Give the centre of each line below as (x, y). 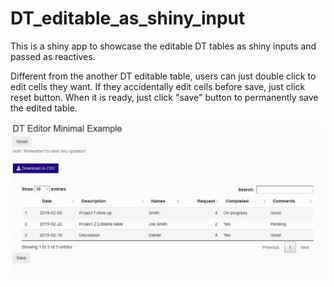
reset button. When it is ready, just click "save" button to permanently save (164, 97)
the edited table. (44, 108)
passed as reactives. (53, 56)
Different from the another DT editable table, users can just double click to (163, 76)
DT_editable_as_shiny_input (128, 18)
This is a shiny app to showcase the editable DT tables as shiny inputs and (163, 46)
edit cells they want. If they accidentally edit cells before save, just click (158, 86)
